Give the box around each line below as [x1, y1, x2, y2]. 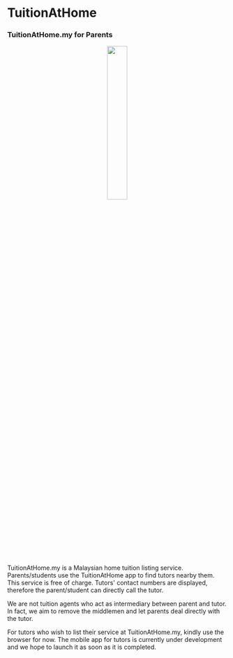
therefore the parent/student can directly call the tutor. [7, 586, 164, 594]
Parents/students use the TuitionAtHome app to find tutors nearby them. [7, 571, 215, 580]
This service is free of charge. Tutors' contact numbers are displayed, [7, 579, 208, 587]
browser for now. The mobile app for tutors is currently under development [7, 636, 223, 644]
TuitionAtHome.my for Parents [7, 30, 113, 40]
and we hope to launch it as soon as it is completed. [7, 643, 157, 652]
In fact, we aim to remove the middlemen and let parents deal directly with [7, 607, 220, 615]
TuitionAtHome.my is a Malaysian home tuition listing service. [7, 563, 183, 572]
